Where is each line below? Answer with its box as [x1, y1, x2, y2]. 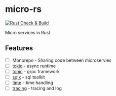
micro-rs [5, 3, 42, 15]
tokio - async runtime [12, 63, 56, 69]
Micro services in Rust [5, 29, 51, 35]
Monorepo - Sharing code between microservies [12, 57, 112, 63]
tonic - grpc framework [12, 68, 60, 74]
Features [5, 44, 33, 53]
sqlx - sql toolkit [12, 74, 45, 80]
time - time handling [12, 80, 53, 86]
